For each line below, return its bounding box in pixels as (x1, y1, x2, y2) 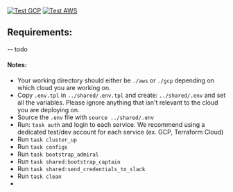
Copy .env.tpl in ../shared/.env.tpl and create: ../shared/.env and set (17, 91, 226, 100)
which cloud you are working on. (17, 84, 111, 92)
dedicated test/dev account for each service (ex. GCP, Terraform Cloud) (17, 128, 224, 137)
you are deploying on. (17, 106, 80, 114)
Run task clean (17, 172, 62, 180)
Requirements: (7, 26, 73, 38)
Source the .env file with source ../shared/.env (17, 113, 155, 121)
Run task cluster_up (17, 135, 78, 143)
